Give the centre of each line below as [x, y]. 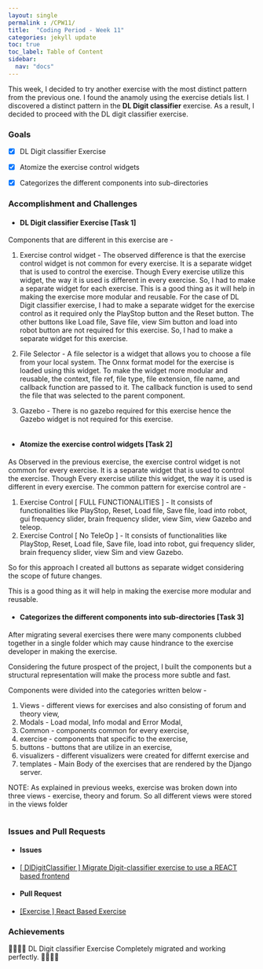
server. [31, 772]
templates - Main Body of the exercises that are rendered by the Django [135, 764]
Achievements [37, 932]
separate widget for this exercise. [73, 339]
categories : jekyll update [52, 37]
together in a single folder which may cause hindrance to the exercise [121, 643]
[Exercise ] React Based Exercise [73, 912]
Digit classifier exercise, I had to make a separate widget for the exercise [137, 305]
